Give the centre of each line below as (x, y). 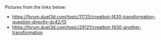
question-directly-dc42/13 (39, 22)
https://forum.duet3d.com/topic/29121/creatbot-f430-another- (77, 27)
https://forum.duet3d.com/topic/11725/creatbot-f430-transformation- (84, 17)
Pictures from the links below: (35, 7)
